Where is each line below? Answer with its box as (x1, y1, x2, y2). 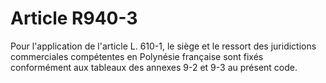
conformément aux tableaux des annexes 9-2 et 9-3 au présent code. (10, 61, 298, 73)
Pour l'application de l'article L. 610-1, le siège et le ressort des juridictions (10, 40, 317, 52)
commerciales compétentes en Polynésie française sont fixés (10, 50, 264, 62)
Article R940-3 (10, 7, 138, 30)
